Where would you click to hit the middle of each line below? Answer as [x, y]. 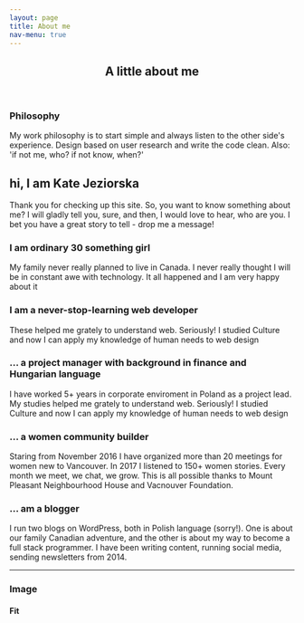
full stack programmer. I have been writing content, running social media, [146, 548]
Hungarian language [55, 374]
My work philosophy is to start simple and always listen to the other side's [147, 136]
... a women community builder [79, 436]
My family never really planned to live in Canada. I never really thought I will [150, 267]
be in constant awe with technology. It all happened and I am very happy [145, 277]
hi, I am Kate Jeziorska [75, 183]
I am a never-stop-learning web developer [104, 311]
